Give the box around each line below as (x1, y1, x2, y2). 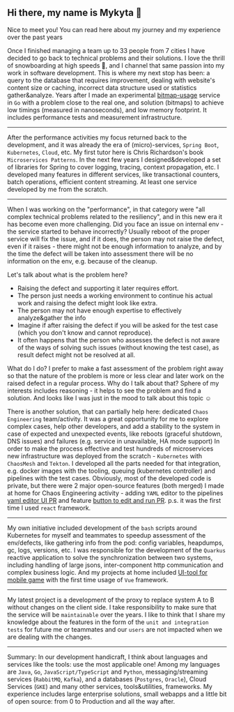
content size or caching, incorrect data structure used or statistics (7, 83, 197, 91)
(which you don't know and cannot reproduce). (17, 328, 153, 337)
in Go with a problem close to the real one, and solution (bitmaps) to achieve (7, 98, 224, 107)
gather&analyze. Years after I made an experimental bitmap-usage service (7, 91, 221, 99)
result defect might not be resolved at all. (17, 350, 136, 359)
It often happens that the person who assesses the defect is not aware (17, 335, 220, 344)
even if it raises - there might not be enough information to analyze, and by (7, 242, 222, 250)
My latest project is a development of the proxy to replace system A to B (7, 596, 214, 604)
